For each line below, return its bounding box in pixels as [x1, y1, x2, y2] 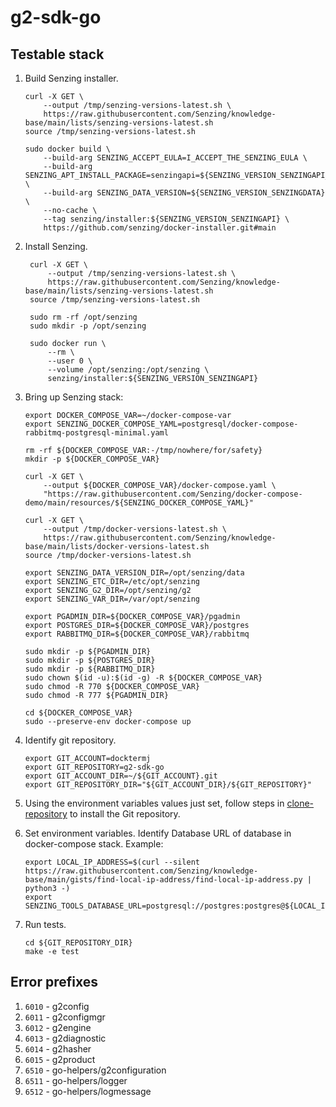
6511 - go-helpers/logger [24, 1074, 128, 1086]
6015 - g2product [24, 1053, 96, 1065]
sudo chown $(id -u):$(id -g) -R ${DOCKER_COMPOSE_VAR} [24, 673, 263, 683]
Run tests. [24, 919, 67, 930]
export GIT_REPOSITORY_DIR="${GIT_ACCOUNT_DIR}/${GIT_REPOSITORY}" [24, 780, 312, 790]
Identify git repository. [24, 734, 117, 746]
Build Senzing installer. [24, 72, 119, 84]
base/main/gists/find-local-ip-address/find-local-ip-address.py [24, 875, 303, 885]
